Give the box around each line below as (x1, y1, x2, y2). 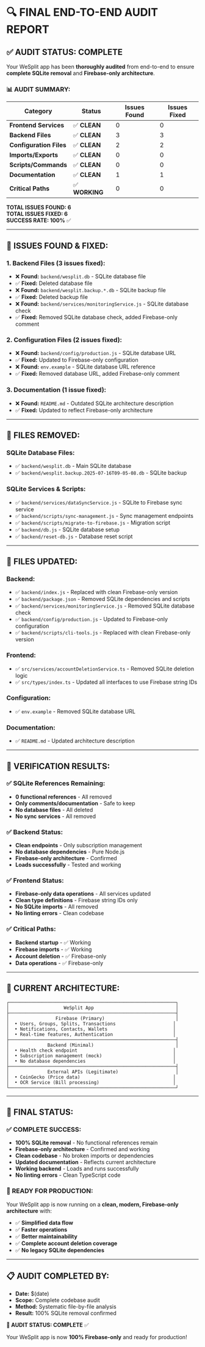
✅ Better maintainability (15, 1232, 77, 1240)
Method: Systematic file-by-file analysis (15, 1303, 117, 1310)
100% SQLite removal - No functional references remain (15, 1139, 158, 1146)
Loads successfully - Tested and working (15, 861, 121, 869)
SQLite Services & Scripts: (6, 485, 86, 494)
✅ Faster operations (15, 1226, 68, 1233)
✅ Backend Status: (6, 828, 63, 836)
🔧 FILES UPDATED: (6, 556, 78, 567)
